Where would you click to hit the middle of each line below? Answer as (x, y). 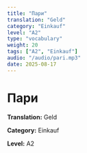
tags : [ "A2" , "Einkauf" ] (42, 52)
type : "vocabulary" (35, 39)
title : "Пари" (27, 13)
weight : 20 (23, 45)
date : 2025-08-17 (32, 64)
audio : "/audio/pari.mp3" (44, 58)
